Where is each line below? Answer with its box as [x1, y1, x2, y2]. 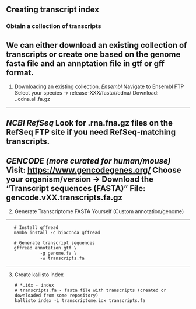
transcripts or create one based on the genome [6, 49, 181, 59]
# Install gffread [13, 225, 59, 231]
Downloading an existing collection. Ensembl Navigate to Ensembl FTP [14, 83, 184, 90]
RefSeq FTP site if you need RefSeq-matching [6, 127, 176, 137]
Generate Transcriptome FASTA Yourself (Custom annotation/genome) [14, 208, 184, 215]
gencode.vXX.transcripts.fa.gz [6, 192, 123, 202]
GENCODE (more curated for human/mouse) [6, 156, 171, 166]
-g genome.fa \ [40, 251, 77, 256]
